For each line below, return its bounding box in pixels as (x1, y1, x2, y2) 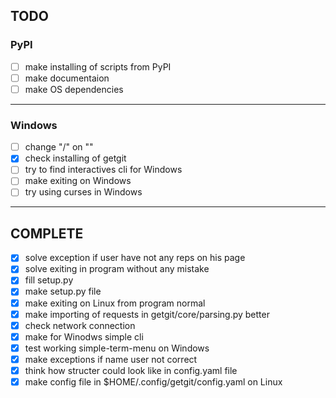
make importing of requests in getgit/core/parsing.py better (24, 308, 270, 320)
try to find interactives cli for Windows (24, 164, 183, 176)
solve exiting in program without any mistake (24, 263, 210, 275)
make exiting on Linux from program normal (24, 297, 206, 309)
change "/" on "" (24, 141, 94, 153)
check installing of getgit (24, 152, 127, 164)
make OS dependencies (24, 83, 124, 95)
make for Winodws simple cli (24, 330, 144, 343)
